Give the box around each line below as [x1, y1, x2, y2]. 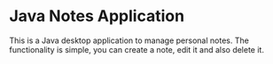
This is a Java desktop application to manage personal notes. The [9, 35, 250, 46]
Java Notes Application [9, 6, 184, 26]
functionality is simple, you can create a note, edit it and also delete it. [9, 44, 264, 54]
